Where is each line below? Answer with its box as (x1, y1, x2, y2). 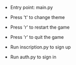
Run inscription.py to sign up (10, 44, 71, 50)
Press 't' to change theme (10, 14, 65, 20)
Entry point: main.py (10, 5, 53, 10)
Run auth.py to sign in (10, 54, 56, 60)
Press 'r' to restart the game (10, 24, 70, 30)
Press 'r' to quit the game (10, 34, 64, 40)
